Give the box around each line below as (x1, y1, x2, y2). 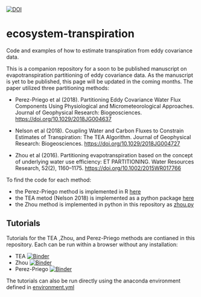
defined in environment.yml (6, 283, 74, 290)
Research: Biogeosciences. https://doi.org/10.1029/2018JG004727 (14, 140, 180, 147)
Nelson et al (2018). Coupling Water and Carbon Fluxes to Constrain (14, 127, 184, 134)
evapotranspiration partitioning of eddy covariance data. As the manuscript (6, 71, 193, 79)
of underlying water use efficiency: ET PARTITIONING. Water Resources (14, 158, 194, 165)
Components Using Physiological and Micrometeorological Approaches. (14, 102, 194, 109)
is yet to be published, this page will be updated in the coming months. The (6, 77, 193, 85)
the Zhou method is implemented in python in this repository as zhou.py (14, 200, 194, 208)
